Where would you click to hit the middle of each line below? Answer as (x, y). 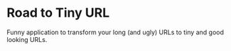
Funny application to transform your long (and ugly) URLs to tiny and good (116, 32)
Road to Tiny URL (58, 13)
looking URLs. (27, 39)
